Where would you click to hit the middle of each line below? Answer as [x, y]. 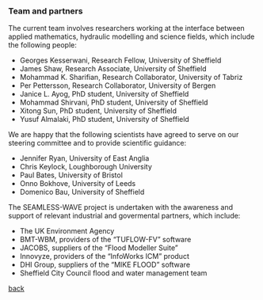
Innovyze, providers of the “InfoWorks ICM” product [105, 256]
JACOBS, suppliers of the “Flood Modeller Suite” [99, 248]
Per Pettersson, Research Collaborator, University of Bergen [118, 85]
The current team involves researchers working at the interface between [127, 28]
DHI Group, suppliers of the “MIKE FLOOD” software [105, 265]
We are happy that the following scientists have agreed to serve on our [124, 135]
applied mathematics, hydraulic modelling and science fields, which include [131, 36]
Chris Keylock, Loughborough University [86, 167]
